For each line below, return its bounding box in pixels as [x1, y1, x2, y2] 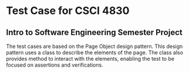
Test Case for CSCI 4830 [6, 4, 130, 18]
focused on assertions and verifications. [6, 61, 104, 68]
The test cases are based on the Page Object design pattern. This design [6, 43, 183, 50]
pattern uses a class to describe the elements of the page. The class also [6, 49, 184, 56]
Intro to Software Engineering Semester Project [6, 27, 183, 37]
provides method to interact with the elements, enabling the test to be [6, 55, 175, 62]
